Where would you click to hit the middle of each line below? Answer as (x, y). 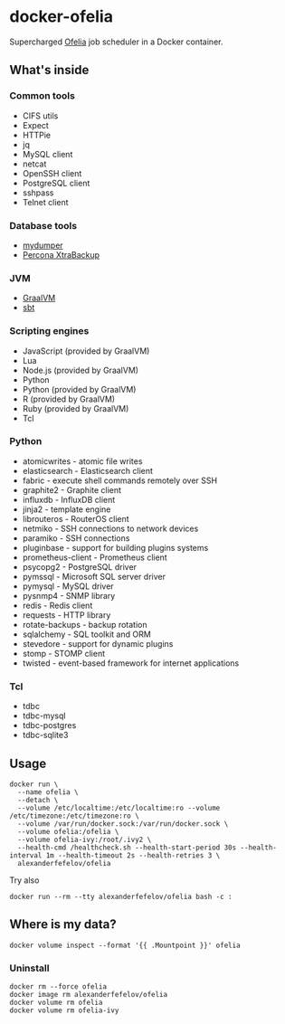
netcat (34, 164)
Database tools (43, 225)
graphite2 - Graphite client (72, 489)
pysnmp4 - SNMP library (69, 595)
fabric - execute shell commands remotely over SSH (120, 480)
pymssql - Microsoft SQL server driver (94, 576)
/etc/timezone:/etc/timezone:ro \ (75, 816)
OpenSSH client (52, 173)
